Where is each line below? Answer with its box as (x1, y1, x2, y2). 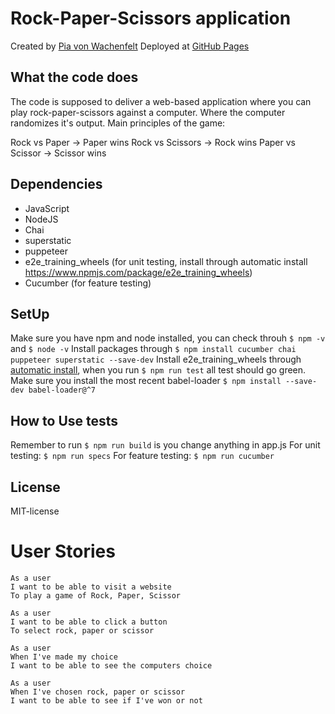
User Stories (10, 540, 116, 563)
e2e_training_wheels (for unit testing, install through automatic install (24, 255, 308, 267)
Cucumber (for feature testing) (24, 277, 152, 289)
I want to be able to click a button (10, 617, 168, 627)
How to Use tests (10, 412, 119, 429)
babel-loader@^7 (28, 385, 97, 396)
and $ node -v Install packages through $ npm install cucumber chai (10, 343, 297, 355)
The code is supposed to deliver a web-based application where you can (10, 95, 312, 107)
